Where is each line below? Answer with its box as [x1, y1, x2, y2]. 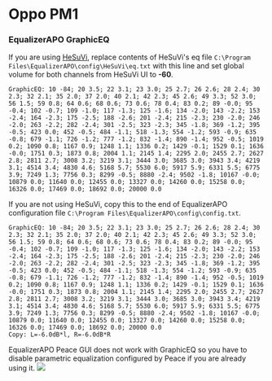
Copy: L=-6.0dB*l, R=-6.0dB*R [8, 331, 112, 339]
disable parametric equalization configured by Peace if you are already [8, 353, 247, 363]
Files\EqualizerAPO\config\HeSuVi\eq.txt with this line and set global [8, 61, 244, 71]
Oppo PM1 [8, 5, 79, 24]
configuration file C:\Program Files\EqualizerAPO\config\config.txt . [8, 208, 242, 218]
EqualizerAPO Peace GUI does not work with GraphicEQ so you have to [8, 345, 248, 355]
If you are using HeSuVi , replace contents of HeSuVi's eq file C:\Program [8, 52, 251, 62]
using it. [8, 363, 35, 373]
